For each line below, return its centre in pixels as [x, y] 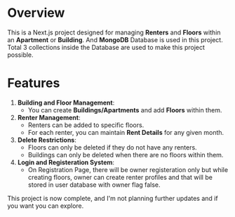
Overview [36, 13]
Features [34, 83]
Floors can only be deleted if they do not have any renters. [113, 147]
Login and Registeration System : [66, 162]
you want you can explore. [46, 206]
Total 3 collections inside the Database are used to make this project [106, 47]
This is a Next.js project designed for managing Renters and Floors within [114, 32]
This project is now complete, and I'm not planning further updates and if [113, 198]
